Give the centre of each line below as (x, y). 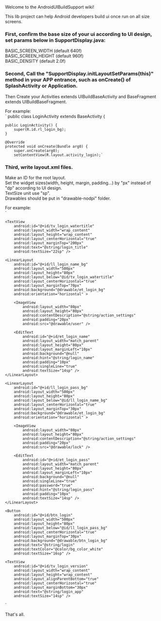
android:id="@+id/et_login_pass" (56, 460)
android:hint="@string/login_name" (59, 358)
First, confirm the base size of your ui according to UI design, (79, 34)
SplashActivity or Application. (41, 86)
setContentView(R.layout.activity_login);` (59, 155)
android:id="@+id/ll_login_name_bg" (51, 264)
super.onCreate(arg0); (37, 151)
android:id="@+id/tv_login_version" (51, 566)
